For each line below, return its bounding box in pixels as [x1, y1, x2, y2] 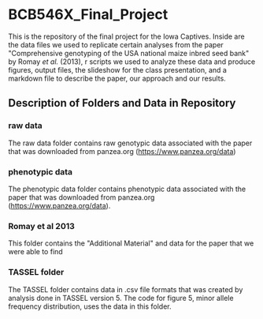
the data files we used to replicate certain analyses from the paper [8, 39, 224, 49]
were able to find [8, 247, 63, 257]
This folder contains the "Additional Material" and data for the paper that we [8, 238, 254, 248]
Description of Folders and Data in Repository [8, 96, 236, 110]
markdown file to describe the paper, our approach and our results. [8, 73, 226, 83]
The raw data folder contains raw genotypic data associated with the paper [8, 138, 253, 148]
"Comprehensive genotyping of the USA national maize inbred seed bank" [8, 48, 250, 58]
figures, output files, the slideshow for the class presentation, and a [8, 65, 227, 74]
